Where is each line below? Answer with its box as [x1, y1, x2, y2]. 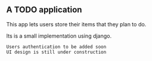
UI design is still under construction [6, 49, 107, 55]
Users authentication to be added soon [6, 44, 107, 50]
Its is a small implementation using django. [6, 32, 112, 39]
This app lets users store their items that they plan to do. [6, 20, 147, 28]
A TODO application [6, 5, 83, 15]
